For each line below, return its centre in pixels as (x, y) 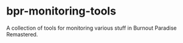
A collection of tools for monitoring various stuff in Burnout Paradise (91, 28)
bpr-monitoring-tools (61, 11)
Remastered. (22, 34)
